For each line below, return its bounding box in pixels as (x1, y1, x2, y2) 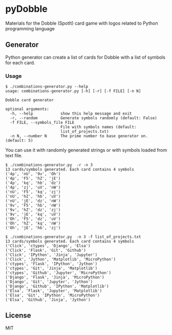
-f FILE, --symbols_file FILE (10, 120, 74, 125)
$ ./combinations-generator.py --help (5, 84, 88, 89)
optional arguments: (5, 106, 50, 112)
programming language (5, 25, 55, 31)
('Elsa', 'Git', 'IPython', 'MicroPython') (5, 293, 100, 298)
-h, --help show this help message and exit (10, 111, 132, 116)
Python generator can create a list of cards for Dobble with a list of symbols (5, 54, 166, 60)
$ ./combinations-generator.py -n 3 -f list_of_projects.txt (5, 234, 141, 239)
